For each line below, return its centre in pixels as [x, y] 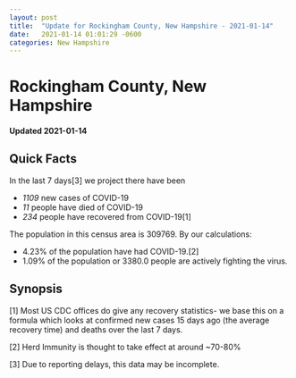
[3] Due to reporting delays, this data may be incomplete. [114, 364]
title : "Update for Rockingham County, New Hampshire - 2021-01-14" [142, 26]
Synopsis [36, 289]
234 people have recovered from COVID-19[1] [107, 216]
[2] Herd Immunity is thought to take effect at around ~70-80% [125, 347]
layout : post [34, 17]
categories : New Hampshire [59, 42]
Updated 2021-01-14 [48, 131]
